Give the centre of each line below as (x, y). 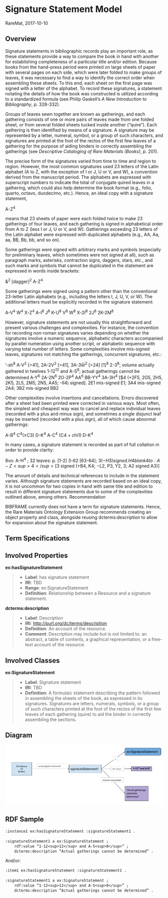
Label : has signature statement (57, 577)
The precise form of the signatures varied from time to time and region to (81, 161)
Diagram (19, 735)
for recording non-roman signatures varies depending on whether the (77, 333)
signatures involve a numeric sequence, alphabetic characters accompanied (84, 338)
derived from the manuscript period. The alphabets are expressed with (78, 177)
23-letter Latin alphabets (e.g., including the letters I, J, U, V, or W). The (79, 296)
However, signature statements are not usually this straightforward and (78, 322)
